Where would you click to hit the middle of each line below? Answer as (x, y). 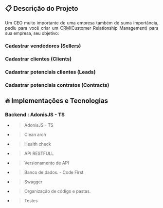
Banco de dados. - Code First (54, 172)
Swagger (33, 182)
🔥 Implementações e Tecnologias (57, 101)
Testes (31, 201)
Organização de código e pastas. (57, 191)
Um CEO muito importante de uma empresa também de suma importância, (82, 23)
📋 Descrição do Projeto (42, 9)
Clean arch (35, 135)
